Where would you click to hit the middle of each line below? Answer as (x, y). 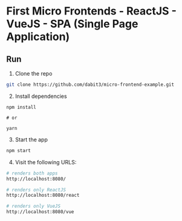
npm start (19, 150)
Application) (38, 37)
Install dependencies (41, 96)
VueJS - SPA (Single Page (72, 24)
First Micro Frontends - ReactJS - (92, 11)
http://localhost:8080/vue (40, 212)
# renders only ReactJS (36, 190)
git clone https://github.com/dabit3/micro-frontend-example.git (90, 85)
